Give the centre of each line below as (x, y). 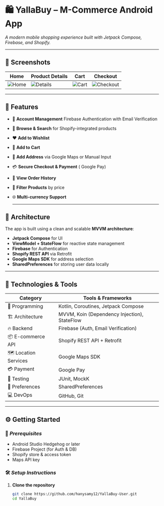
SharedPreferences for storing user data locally (61, 264)
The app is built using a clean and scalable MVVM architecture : (70, 229)
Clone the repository (33, 485)
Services (18, 361)
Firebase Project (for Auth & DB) (44, 449)
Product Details (49, 76)
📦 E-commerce (26, 337)
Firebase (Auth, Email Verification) (98, 328)
